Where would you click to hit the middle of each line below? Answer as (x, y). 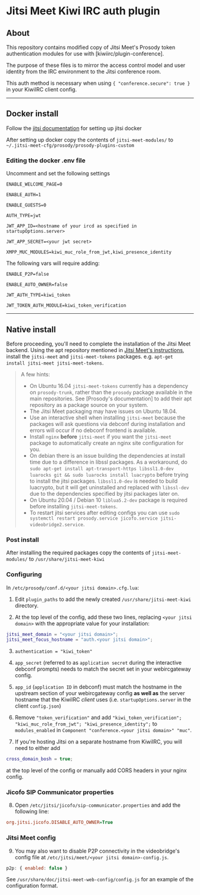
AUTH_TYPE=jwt (24, 216)
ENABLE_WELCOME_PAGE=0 (34, 184)
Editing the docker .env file (46, 161)
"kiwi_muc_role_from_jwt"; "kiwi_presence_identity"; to (86, 724)
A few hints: (35, 374)
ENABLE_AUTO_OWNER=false (37, 285)
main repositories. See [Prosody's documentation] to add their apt (111, 399)
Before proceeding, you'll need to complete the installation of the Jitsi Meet (99, 344)
